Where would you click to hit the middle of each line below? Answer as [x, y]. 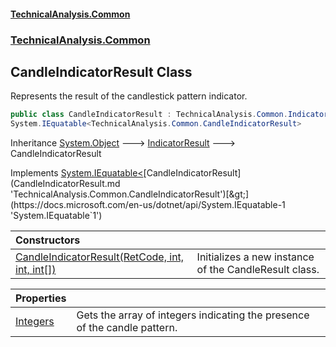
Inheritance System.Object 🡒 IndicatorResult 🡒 [123, 143]
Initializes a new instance [255, 257]
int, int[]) [36, 270]
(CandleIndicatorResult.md [65, 184]
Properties [41, 298]
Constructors [48, 240]
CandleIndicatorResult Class [101, 71]
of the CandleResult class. [258, 270]
